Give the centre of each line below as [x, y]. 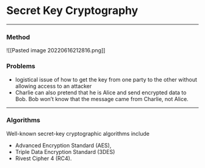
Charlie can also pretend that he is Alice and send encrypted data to [101, 93]
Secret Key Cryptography [72, 11]
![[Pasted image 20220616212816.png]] [56, 51]
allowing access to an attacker [53, 86]
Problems [21, 66]
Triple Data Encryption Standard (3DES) [65, 152]
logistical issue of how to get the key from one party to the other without [106, 79]
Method [18, 37]
